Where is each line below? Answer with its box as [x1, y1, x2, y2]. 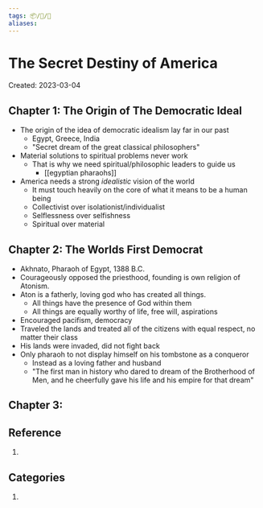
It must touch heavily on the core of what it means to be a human [31, 185, 248, 195]
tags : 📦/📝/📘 [8, 11, 51, 20]
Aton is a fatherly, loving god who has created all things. [19, 290, 207, 299]
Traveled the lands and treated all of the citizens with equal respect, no [19, 324, 256, 334]
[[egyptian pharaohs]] [43, 168, 117, 178]
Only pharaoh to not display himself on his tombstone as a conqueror [19, 349, 249, 359]
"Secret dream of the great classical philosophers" [31, 142, 200, 152]
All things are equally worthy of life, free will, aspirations [31, 307, 219, 316]
